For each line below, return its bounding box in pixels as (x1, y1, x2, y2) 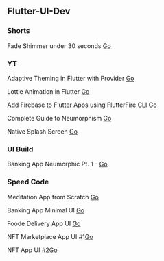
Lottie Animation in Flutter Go (7, 87, 90, 95)
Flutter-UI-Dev (7, 5, 71, 17)
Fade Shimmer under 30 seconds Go (7, 41, 111, 50)
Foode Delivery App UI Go (7, 219, 81, 227)
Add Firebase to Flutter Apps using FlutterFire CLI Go (7, 101, 157, 109)
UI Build (7, 144, 34, 153)
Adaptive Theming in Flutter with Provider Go (7, 74, 134, 82)
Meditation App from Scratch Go (7, 192, 99, 201)
